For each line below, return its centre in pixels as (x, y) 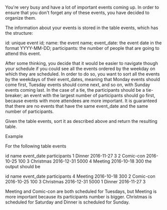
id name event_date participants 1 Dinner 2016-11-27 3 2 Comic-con (75, 156)
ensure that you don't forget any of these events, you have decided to (77, 13)
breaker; (14, 95)
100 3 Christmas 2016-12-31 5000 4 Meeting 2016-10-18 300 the (85, 161)
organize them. (21, 18)
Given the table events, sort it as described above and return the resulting (81, 121)
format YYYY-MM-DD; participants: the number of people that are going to (82, 48)
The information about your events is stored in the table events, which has (82, 28)
